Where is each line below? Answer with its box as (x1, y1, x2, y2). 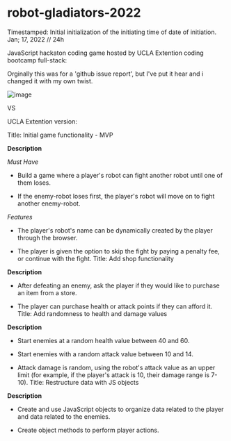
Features (7, 213, 33, 221)
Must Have (7, 158, 39, 166)
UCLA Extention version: (7, 117, 78, 126)
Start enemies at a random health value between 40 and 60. (17, 336, 190, 344)
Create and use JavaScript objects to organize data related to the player (17, 405, 224, 413)
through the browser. (17, 233, 78, 242)
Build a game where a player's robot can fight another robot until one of (17, 171, 223, 179)
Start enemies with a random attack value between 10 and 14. (17, 349, 193, 358)
